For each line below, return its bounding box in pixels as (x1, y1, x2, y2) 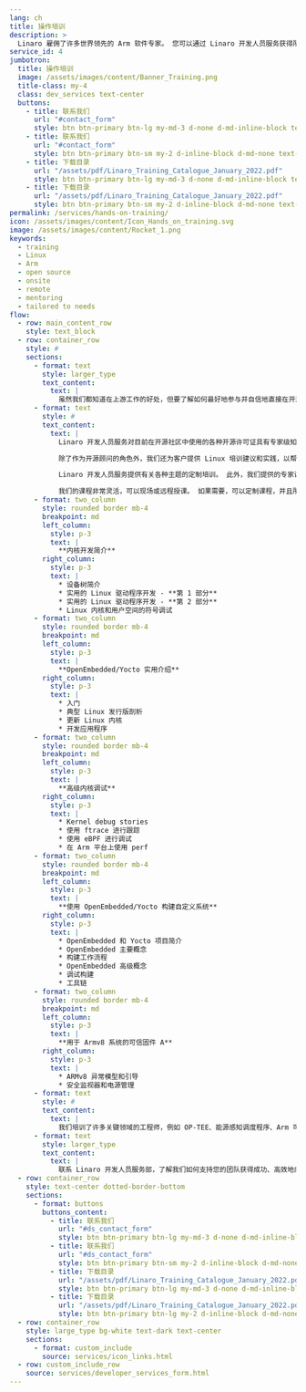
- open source (17, 268, 71, 277)
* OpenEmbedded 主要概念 (57, 945, 148, 954)
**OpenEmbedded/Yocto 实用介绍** (57, 665, 180, 674)
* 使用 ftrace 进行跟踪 (57, 826, 140, 836)
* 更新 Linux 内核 (57, 715, 123, 725)
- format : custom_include (33, 1343, 132, 1353)
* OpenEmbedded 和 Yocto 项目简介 (57, 936, 182, 945)
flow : (9, 310, 30, 319)
